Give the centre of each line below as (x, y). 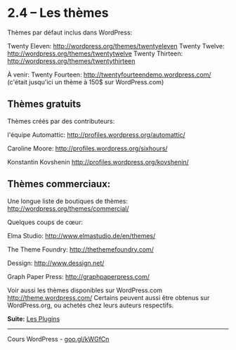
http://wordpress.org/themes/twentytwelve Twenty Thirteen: (95, 53)
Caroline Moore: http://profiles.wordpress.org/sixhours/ (87, 148)
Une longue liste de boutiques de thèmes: (68, 201)
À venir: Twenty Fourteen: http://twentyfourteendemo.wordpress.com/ (109, 74)
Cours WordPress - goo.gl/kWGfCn (58, 339)
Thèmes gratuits (44, 104)
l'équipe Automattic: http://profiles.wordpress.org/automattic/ (97, 134)
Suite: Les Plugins (34, 318)
